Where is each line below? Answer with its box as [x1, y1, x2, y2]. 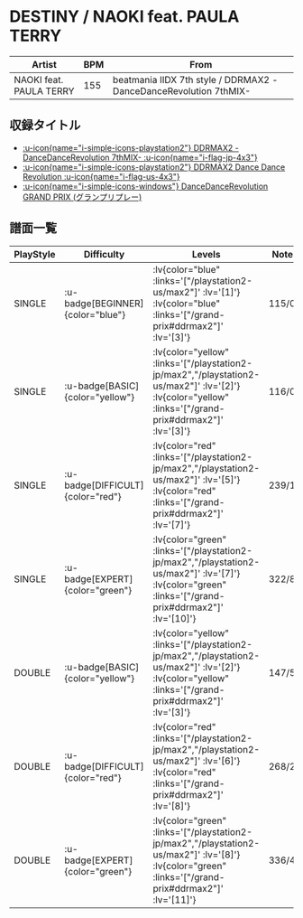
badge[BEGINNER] [64, 296, 144, 309]
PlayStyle [14, 248, 56, 260]
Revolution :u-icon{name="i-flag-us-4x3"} [22, 171, 180, 182]
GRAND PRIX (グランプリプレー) [22, 192, 142, 202]
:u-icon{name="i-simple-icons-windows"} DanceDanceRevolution [22, 181, 269, 192]
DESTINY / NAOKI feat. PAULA [9, 6, 240, 27]
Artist [31, 58, 57, 70]
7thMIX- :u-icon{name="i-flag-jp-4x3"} [111, 152, 259, 163]
